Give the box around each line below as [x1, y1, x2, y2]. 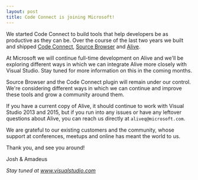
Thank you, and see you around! [6, 144, 85, 151]
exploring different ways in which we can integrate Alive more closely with [6, 60, 187, 68]
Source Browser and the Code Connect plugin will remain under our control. [6, 78, 191, 86]
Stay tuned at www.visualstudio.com [6, 166, 96, 174]
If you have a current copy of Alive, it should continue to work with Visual [6, 102, 184, 109]
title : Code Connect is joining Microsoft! [6, 14, 115, 20]
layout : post [6, 8, 38, 15]
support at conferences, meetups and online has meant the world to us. [6, 132, 181, 139]
